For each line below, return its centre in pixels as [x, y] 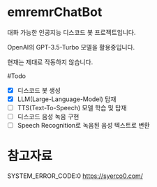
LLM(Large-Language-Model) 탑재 [67, 99]
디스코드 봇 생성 [39, 90]
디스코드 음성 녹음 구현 [48, 117]
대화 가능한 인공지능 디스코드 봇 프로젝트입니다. [72, 32]
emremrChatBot [55, 12]
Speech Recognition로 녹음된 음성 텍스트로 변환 [83, 126]
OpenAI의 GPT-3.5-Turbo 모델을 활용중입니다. [71, 47]
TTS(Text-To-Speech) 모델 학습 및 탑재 [72, 108]
